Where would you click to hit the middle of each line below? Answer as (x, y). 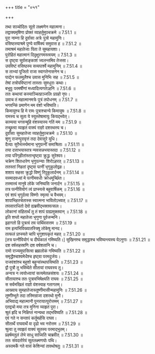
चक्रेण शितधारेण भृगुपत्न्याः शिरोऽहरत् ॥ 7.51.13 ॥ (44, 161)
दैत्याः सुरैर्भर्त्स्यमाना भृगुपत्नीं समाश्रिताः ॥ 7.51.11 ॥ (44, 144)
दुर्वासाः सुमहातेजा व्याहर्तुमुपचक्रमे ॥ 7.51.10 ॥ (41, 133)
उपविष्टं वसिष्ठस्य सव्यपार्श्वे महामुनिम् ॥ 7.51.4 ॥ (43, 66)
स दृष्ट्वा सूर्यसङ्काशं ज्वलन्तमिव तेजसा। (37, 60)
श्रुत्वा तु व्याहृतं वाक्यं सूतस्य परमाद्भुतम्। (37, 329)
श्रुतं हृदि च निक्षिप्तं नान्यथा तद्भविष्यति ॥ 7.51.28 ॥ (46, 312)
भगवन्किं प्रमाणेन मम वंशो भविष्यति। (32, 105)
